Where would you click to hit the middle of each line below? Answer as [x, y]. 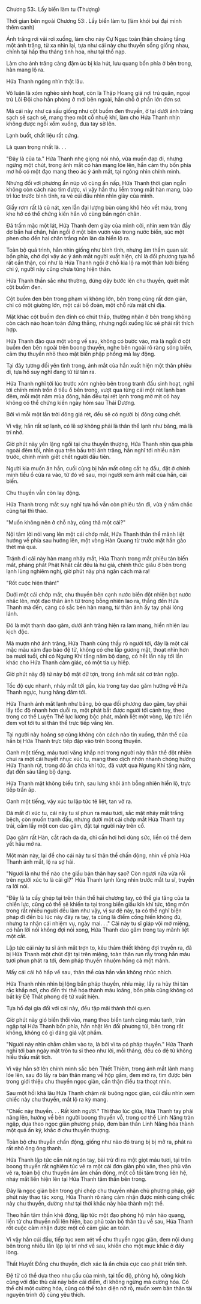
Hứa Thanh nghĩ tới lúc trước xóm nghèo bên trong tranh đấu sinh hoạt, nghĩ [100, 384]
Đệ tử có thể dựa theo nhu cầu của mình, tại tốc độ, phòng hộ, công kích [96, 1275]
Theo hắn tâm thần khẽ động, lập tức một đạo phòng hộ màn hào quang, [96, 1215]
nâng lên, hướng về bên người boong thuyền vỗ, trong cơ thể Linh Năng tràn [100, 1117]
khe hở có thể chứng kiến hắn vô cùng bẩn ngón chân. [74, 214]
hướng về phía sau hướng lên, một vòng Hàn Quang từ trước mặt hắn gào [96, 540]
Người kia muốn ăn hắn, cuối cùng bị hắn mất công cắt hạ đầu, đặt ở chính [98, 468]
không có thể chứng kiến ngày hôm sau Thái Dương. [71, 403]
